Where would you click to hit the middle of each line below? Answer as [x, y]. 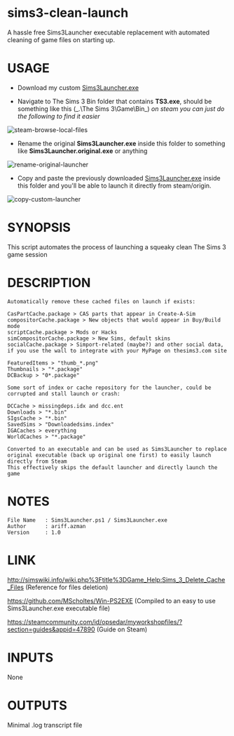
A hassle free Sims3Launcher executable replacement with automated [109, 32]
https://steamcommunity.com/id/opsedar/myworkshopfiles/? [95, 622]
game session [27, 254]
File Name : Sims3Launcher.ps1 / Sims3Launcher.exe [88, 520]
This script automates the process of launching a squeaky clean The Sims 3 [117, 247]
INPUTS [30, 657]
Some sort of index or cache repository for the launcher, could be [109, 388]
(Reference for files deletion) [67, 587]
